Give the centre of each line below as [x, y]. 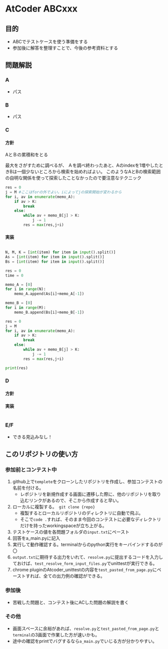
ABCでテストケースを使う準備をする [50, 42]
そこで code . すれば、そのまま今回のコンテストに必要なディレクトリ [91, 520]
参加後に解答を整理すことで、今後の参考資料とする [65, 48]
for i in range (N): [26, 289]
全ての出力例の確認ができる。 [74, 576]
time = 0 [14, 275]
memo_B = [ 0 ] [19, 303]
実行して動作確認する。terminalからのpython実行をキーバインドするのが [88, 545]
